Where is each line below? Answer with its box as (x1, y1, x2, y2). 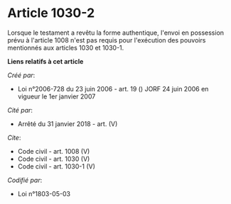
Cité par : (7, 106, 33, 114)
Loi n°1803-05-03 (17, 189, 71, 198)
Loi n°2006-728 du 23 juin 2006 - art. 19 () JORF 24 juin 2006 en (17, 84, 209, 93)
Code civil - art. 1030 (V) (17, 154, 90, 163)
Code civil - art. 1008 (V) (17, 147, 90, 155)
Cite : (7, 133, 21, 142)
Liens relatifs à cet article (7, 57, 84, 65)
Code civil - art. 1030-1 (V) (17, 161, 96, 171)
